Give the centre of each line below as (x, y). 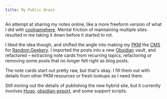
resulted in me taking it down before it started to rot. (59, 35)
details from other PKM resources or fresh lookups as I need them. (74, 75)
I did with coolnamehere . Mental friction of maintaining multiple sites (76, 29)
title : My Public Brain (30, 10)
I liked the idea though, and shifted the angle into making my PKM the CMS (83, 44)
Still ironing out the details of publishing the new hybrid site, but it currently (83, 85)
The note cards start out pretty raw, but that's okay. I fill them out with (77, 70)
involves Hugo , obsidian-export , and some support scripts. (66, 90)
